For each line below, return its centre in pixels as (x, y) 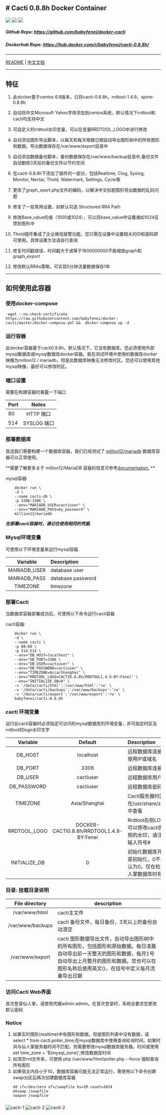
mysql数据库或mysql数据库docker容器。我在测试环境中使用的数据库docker (82, 354)
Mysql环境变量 (23, 538)
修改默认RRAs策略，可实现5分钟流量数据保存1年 (61, 266)
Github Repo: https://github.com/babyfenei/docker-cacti (66, 32)
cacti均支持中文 (29, 119)
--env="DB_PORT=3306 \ (38, 660)
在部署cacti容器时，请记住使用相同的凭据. (48, 523)
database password (73, 578)
